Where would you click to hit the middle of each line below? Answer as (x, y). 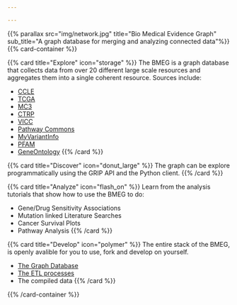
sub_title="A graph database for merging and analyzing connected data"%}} (118, 41)
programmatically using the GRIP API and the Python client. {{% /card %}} (115, 173)
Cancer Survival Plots (49, 223)
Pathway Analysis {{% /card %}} (65, 231)
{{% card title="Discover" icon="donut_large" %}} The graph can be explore (118, 165)
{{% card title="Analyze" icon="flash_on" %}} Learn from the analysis (109, 187)
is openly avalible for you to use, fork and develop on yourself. (98, 252)
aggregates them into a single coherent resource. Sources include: (104, 77)
